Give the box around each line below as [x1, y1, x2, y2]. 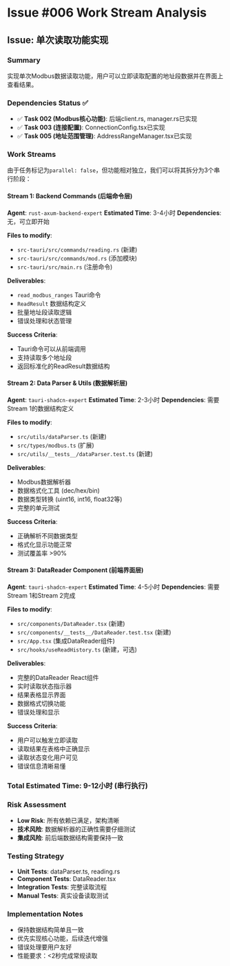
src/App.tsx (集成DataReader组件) [17, 637, 116, 645]
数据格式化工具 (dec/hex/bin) [17, 486, 100, 495]
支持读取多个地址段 [17, 353, 72, 361]
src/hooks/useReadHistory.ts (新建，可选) [17, 645, 138, 654]
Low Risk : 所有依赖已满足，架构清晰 [17, 817, 120, 825]
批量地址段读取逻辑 [17, 307, 72, 316]
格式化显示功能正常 [17, 540, 72, 549]
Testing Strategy [7, 851, 64, 861]
